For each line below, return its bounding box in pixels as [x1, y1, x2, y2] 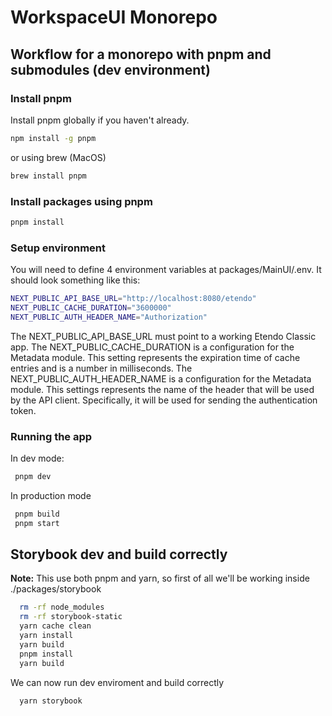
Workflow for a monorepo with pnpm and [10, 46, 272, 63]
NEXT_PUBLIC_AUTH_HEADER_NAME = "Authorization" [10, 312, 208, 322]
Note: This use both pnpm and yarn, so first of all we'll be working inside [10, 572, 310, 585]
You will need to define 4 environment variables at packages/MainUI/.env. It [10, 264, 322, 276]
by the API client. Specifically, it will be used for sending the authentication [10, 394, 318, 406]
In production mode [10, 489, 92, 501]
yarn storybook [19, 696, 83, 706]
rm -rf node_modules [19, 602, 105, 613]
